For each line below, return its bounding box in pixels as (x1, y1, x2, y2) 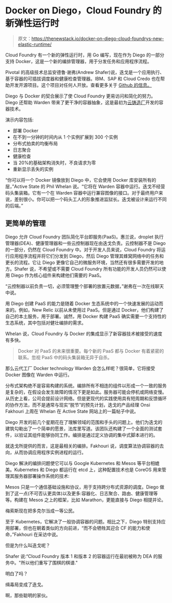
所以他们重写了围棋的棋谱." (20, 559, 78, 566)
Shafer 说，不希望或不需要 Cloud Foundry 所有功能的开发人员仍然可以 (14, 265, 162, 272)
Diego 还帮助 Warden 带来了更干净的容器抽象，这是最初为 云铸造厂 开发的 (5, 99, 159, 105)
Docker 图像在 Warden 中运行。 (5, 372, 73, 378)
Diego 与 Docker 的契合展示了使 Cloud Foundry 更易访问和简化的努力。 (5, 93, 156, 99)
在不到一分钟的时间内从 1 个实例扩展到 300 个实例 (12, 134, 118, 140)
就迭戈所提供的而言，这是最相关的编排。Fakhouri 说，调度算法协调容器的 (5, 442, 160, 449)
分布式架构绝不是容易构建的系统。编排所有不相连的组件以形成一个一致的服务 (5, 382, 167, 388)
